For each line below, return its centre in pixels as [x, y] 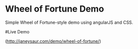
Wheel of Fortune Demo [55, 9]
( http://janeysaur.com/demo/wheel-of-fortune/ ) [53, 41]
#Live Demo [17, 32]
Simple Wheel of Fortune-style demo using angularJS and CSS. [69, 22]
